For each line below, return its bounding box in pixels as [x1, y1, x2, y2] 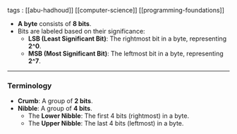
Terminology [7, 81, 52, 91]
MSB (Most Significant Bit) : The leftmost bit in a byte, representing [28, 49, 224, 58]
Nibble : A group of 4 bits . [17, 105, 93, 113]
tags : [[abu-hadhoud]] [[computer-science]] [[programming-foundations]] [7, 6, 224, 14]
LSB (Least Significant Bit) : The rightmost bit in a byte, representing [28, 34, 227, 43]
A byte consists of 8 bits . [17, 20, 92, 27]
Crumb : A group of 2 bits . [17, 97, 93, 105]
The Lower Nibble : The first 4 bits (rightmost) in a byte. [28, 112, 189, 120]
